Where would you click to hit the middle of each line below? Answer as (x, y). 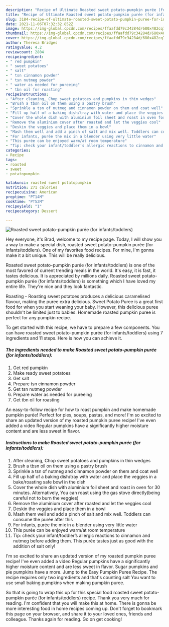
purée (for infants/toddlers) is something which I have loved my (90, 281)
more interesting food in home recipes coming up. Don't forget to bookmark (84, 609)
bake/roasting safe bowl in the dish (49, 482)
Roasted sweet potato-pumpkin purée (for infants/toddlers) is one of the (80, 265)
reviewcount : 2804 (25, 52)
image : (13, 29)
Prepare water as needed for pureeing (52, 395)
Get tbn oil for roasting (36, 400)
